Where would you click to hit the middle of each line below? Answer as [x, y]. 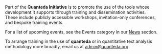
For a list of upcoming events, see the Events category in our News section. [81, 32]
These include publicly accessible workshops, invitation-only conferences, [81, 17]
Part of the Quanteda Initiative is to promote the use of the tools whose [77, 7]
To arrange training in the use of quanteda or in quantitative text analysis [79, 41]
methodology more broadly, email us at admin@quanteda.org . [67, 46]
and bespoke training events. [34, 22]
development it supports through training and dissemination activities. [75, 12]
